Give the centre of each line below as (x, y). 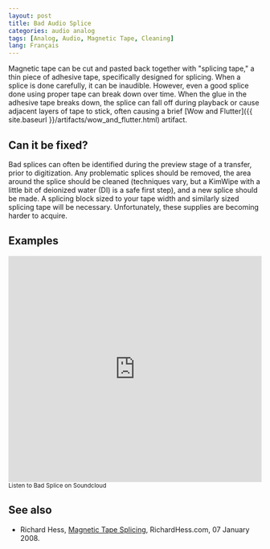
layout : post (30, 16)
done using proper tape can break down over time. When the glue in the (128, 94)
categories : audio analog (51, 31)
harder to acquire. (38, 215)
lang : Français (34, 46)
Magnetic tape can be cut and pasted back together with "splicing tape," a (131, 68)
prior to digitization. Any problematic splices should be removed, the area (130, 173)
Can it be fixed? (48, 145)
